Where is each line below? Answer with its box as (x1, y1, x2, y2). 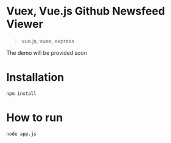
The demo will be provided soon (6, 49, 87, 56)
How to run (6, 111, 63, 125)
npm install (6, 90, 37, 97)
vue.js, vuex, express (21, 37, 75, 44)
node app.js (6, 131, 37, 137)
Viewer (6, 17, 44, 31)
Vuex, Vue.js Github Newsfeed (6, 4, 166, 18)
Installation (6, 71, 65, 85)
